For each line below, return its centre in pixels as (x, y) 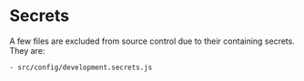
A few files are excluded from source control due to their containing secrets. (152, 41)
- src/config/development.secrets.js (81, 67)
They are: (27, 50)
